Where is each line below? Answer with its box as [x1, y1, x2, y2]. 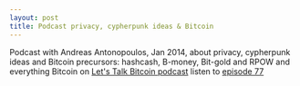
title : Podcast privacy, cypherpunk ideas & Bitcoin [9, 22, 214, 31]
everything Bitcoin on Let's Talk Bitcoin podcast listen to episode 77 [9, 65, 264, 77]
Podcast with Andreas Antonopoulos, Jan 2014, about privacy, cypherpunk [9, 46, 291, 57]
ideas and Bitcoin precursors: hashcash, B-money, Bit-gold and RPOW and [9, 56, 290, 67]
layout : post [9, 13, 59, 23]
